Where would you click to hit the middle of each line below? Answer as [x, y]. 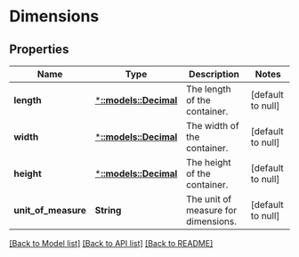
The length [208, 89]
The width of [212, 126]
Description [214, 74]
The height [208, 162]
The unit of [209, 199]
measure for [211, 210]
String [108, 210]
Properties [39, 49]
